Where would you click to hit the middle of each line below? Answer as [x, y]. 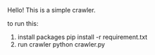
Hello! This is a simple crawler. [51, 10]
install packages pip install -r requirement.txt [82, 37]
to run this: [23, 23]
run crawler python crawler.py [61, 44]
